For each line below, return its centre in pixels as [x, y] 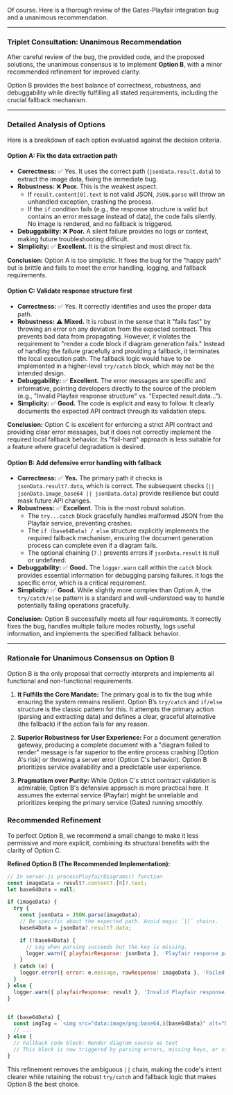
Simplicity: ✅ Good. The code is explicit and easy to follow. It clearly [116, 403]
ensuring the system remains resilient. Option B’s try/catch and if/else [120, 701]
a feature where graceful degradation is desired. [76, 447]
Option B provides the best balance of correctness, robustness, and [104, 86]
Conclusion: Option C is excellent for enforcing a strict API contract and [110, 424]
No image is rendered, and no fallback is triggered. [100, 224]
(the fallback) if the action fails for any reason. [83, 724]
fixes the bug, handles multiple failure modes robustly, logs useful [101, 626]
